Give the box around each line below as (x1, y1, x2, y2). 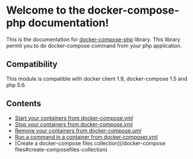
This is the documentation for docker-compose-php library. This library (6, 36, 181, 43)
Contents (6, 98, 42, 109)
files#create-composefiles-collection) (14, 146, 108, 153)
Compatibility (6, 59, 58, 69)
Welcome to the (6, 4, 86, 17)
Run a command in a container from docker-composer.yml (14, 133, 158, 140)
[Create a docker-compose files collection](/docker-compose (14, 139, 166, 147)
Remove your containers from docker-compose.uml (14, 127, 141, 134)
